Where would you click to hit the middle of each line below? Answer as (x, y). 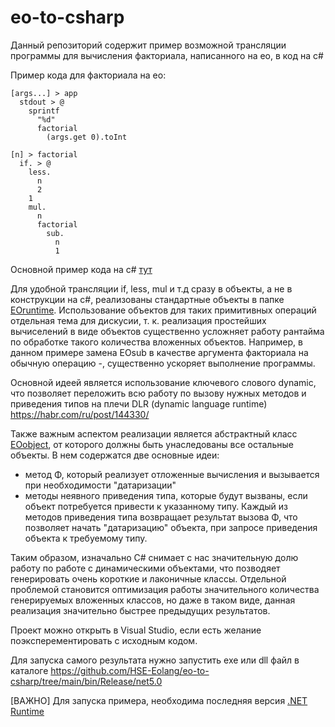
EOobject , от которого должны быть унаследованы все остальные (152, 444)
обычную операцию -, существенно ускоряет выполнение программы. (163, 363)
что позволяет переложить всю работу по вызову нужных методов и (158, 393)
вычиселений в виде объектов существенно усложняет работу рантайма (167, 331)
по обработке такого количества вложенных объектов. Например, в (156, 342)
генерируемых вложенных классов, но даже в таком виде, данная (153, 600)
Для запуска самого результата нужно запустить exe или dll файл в (155, 660)
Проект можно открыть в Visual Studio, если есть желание (136, 630)
